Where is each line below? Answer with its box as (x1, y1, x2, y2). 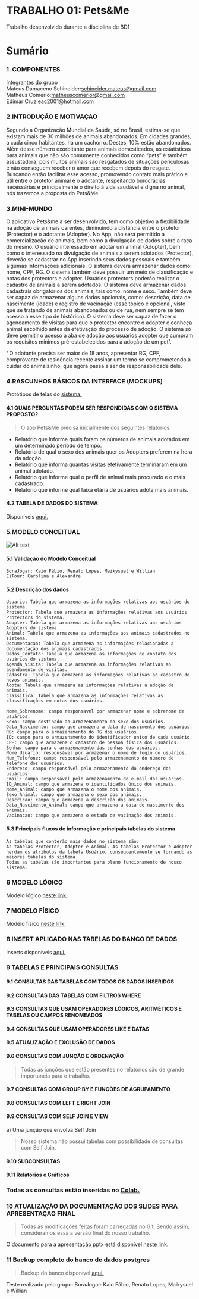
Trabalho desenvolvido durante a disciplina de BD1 (6, 23, 130, 30)
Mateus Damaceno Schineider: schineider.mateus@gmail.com (6, 85, 157, 92)
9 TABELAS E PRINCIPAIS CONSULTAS (6, 963, 119, 972)
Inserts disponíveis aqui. (6, 948, 66, 955)
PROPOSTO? (6, 410, 39, 417)
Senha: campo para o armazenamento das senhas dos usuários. (6, 745, 161, 751)
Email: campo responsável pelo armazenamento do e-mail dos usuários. (6, 776, 185, 782)
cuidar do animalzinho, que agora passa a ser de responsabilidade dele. (6, 363, 182, 370)
